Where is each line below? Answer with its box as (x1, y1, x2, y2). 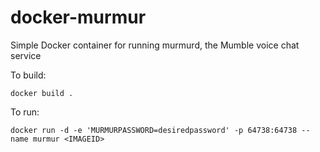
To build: (10, 69, 47, 81)
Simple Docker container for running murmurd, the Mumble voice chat (10, 39, 300, 51)
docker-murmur (10, 6, 147, 29)
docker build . (10, 88, 74, 98)
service (10, 49, 42, 61)
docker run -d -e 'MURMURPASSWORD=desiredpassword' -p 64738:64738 (10, 125, 298, 135)
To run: (10, 106, 40, 118)
